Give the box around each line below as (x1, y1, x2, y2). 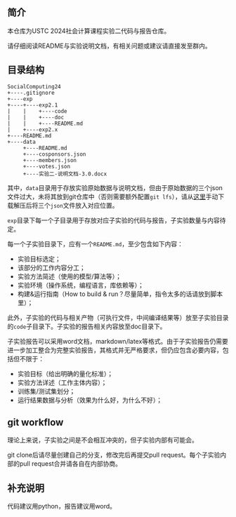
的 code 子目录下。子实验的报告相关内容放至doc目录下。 (7, 322, 166, 330)
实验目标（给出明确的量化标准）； (17, 369, 114, 377)
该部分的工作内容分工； (17, 263, 86, 271)
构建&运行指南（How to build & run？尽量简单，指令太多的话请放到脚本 (17, 290, 223, 298)
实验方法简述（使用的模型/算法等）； (17, 272, 122, 281)
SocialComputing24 (7, 83, 61, 90)
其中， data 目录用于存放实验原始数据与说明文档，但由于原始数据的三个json (7, 183, 223, 192)
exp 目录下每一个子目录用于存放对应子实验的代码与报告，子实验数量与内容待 (7, 216, 226, 224)
